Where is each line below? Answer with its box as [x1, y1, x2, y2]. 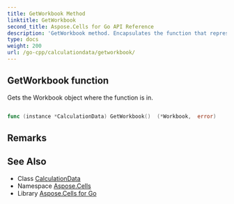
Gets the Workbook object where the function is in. [7, 93, 153, 102]
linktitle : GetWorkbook [7, 17, 77, 24]
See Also [7, 156, 47, 168]
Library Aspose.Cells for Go [17, 189, 97, 197]
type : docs [7, 36, 39, 43]
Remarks [7, 132, 47, 143]
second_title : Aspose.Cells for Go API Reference [7, 23, 155, 30]
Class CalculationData [17, 174, 81, 182]
